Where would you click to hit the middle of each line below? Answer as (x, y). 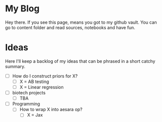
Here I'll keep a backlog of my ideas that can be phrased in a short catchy (80, 61)
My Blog (22, 9)
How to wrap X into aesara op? (51, 110)
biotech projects (29, 93)
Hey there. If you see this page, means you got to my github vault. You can (81, 22)
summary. (15, 66)
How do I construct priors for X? (45, 76)
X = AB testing (34, 81)
